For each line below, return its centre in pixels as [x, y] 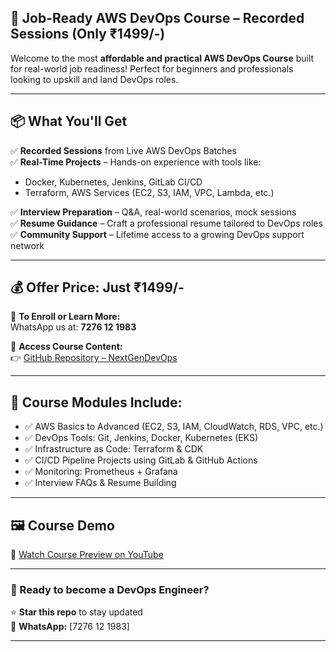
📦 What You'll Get [69, 121]
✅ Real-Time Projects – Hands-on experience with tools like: [136, 162]
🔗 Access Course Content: [66, 347]
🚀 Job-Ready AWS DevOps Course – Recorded [157, 18]
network [27, 245]
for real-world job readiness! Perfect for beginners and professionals [152, 68]
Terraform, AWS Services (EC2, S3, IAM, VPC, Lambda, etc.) [149, 192]
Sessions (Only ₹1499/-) [88, 34]
